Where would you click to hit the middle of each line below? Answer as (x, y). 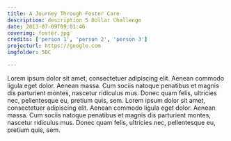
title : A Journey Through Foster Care (63, 14)
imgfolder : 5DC (29, 53)
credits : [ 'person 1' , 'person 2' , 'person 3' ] (78, 40)
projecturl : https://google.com (54, 46)
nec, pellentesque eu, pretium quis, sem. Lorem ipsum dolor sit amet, (106, 100)
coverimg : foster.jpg (39, 33)
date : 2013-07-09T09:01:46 (46, 26)
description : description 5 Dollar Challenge (74, 20)
